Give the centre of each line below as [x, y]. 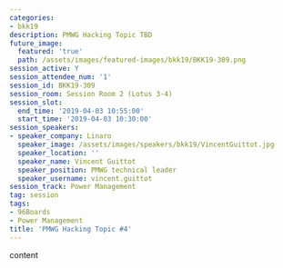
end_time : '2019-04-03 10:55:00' [81, 111]
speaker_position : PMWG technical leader [97, 170]
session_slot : [36, 102]
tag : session [34, 195]
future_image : [36, 43]
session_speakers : [44, 128]
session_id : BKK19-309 [52, 85]
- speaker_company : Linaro [61, 136]
